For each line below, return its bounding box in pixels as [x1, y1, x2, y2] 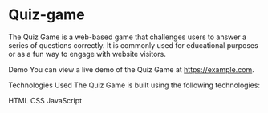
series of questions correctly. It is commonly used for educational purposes [8, 40, 258, 50]
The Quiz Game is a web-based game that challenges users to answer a [8, 32, 247, 42]
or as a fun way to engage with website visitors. [8, 49, 166, 59]
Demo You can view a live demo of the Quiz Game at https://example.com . [8, 64, 254, 74]
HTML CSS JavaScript [8, 95, 83, 105]
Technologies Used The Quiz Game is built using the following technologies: [8, 80, 261, 90]
